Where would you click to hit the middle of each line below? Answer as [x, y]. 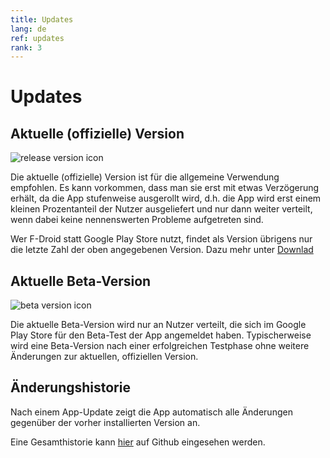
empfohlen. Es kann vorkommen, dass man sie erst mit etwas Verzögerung [165, 188]
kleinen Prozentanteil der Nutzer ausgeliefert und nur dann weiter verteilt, [161, 209]
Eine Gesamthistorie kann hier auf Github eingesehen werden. [138, 442]
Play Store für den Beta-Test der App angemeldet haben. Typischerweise [161, 335]
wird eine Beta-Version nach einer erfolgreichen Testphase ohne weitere [160, 346]
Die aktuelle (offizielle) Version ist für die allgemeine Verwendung [145, 177]
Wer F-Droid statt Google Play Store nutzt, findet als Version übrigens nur [161, 239]
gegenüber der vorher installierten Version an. [105, 422]
